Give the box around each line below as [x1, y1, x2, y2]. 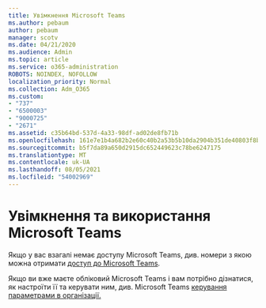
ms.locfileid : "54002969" [8, 173, 93, 182]
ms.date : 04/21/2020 [8, 41, 77, 49]
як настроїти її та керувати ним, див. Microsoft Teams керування [8, 282, 227, 291]
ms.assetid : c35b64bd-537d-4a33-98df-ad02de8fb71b [8, 129, 179, 137]
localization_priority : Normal [8, 77, 112, 85]
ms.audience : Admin [8, 48, 73, 56]
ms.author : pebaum [8, 19, 69, 27]
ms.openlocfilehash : [8, 136, 77, 145]
